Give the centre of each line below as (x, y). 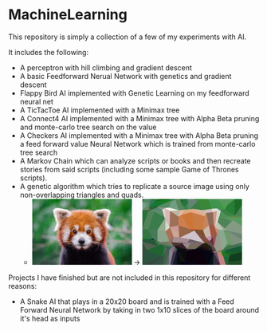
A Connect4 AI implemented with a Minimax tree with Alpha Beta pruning (139, 118)
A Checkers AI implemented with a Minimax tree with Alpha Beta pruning (139, 135)
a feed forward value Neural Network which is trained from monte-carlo (137, 144)
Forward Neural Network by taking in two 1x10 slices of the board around (139, 310)
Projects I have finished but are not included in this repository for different (130, 278)
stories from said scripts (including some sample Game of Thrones (129, 169)
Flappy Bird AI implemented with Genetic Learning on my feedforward (134, 93)
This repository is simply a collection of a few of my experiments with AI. (128, 37)
